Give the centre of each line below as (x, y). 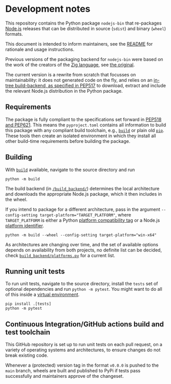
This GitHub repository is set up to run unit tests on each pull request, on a (84, 345)
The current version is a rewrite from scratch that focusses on (71, 74)
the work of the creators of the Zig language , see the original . (70, 65)
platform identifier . (25, 225)
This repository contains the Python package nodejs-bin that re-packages (84, 23)
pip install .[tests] (28, 304)
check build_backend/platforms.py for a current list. (60, 255)
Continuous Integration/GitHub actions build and (85, 324)
